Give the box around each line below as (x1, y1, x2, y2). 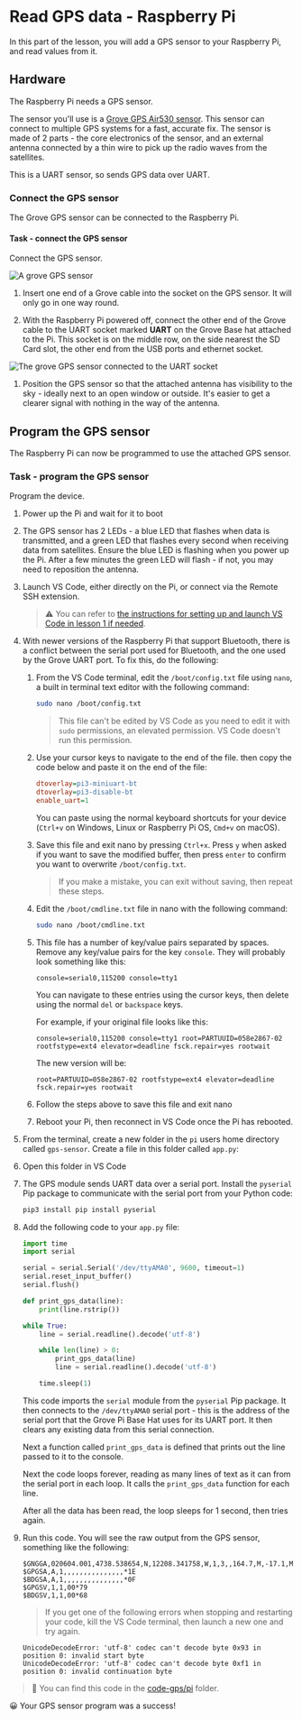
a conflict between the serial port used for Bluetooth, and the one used (22, 645, 287, 656)
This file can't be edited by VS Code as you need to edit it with (58, 715, 290, 727)
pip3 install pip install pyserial (22, 1205, 157, 1214)
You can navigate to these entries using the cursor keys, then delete (35, 989, 289, 1000)
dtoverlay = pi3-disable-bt (35, 787, 133, 797)
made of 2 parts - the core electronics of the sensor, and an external (9, 133, 264, 143)
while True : (22, 1321, 68, 1330)
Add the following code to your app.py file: (22, 1221, 180, 1232)
